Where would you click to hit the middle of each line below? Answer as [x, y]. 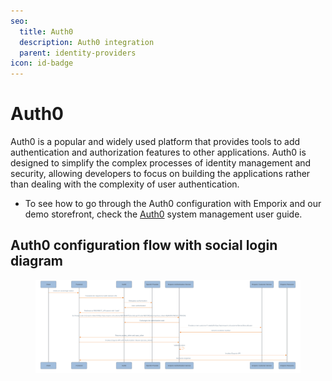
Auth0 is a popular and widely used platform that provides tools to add [155, 142]
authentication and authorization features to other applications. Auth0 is [158, 152]
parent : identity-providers [78, 53]
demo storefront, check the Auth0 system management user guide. [163, 214]
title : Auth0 [46, 31]
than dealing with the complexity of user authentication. [125, 184]
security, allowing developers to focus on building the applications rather [160, 174]
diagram [37, 261]
